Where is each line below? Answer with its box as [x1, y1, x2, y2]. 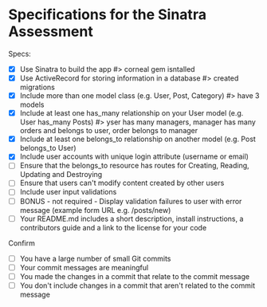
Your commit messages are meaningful [19, 262, 149, 272]
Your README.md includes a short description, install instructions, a [19, 214, 244, 223]
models [19, 100, 45, 109]
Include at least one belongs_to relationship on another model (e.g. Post [19, 134, 257, 144]
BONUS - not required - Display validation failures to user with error [19, 196, 242, 206]
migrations [19, 82, 56, 92]
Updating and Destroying [19, 170, 103, 179]
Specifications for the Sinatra [8, 6, 207, 24]
